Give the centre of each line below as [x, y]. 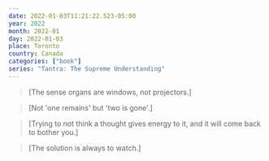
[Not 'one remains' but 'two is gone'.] [90, 107]
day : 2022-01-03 [36, 39]
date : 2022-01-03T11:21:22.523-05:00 [72, 16]
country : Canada [36, 54]
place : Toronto [34, 46]
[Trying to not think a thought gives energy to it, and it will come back [145, 124]
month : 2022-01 [34, 31]
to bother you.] [53, 132]
